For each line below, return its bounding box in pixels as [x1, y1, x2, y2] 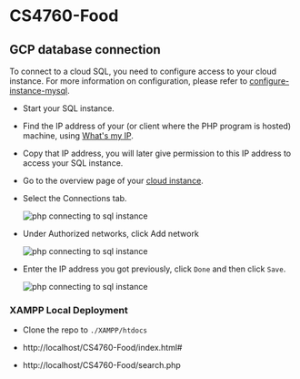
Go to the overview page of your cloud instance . [22, 175, 205, 186]
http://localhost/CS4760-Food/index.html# [22, 343, 183, 353]
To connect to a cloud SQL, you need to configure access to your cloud [9, 66, 277, 77]
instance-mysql [9, 86, 68, 96]
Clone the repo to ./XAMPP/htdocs [22, 324, 148, 335]
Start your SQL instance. [22, 103, 115, 114]
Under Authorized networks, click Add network [22, 229, 200, 239]
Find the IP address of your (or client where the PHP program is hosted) [22, 120, 292, 131]
